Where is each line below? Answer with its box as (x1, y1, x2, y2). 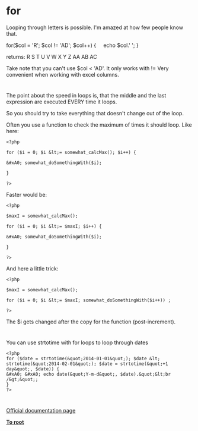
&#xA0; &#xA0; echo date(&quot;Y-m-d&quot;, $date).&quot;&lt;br (6, 372, 171, 377)
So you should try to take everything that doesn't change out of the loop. (6, 110, 184, 117)
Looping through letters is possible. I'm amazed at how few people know (6, 24, 184, 31)
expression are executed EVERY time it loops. (6, 98, 117, 105)
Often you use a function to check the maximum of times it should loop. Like (6, 121, 192, 128)
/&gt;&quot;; (6, 376, 39, 383)
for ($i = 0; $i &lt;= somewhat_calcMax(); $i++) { (6, 150, 136, 156)
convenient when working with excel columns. (6, 71, 120, 78)
